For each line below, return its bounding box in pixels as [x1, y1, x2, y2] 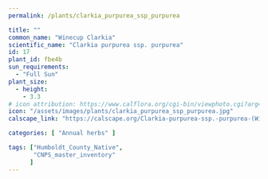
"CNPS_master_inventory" [33, 150, 116, 159]
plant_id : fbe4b [8, 56, 62, 64]
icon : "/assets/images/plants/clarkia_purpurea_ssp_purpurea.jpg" [8, 107, 234, 115]
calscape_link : [8, 115, 59, 123]
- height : [15, 85, 48, 93]
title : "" [8, 25, 41, 34]
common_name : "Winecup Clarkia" [8, 33, 116, 41]
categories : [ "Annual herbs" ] [8, 129, 116, 138]
